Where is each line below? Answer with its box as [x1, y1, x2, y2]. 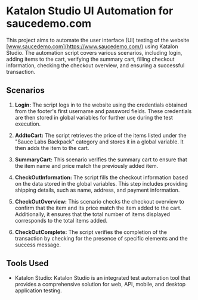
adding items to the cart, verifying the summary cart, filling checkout [6, 55, 175, 62]
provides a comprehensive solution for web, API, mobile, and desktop [14, 280, 186, 287]
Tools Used [6, 258, 49, 268]
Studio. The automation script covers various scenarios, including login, [6, 49, 182, 56]
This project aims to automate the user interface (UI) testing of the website [6, 36, 190, 43]
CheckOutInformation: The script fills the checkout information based [14, 174, 188, 181]
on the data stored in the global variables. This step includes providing [14, 180, 188, 187]
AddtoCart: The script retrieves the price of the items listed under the [14, 132, 187, 139]
